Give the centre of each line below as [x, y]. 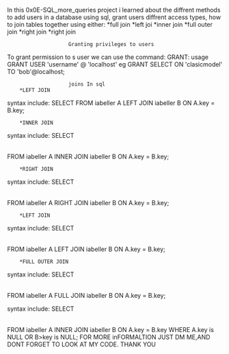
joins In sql [87, 84]
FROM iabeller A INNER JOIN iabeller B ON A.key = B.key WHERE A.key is [110, 330]
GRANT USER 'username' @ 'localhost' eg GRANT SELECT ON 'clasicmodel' [115, 64]
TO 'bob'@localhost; [36, 72]
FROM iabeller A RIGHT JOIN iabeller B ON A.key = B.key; [88, 203]
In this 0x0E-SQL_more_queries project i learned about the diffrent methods [114, 10]
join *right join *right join [42, 32]
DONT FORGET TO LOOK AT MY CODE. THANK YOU [81, 344]
